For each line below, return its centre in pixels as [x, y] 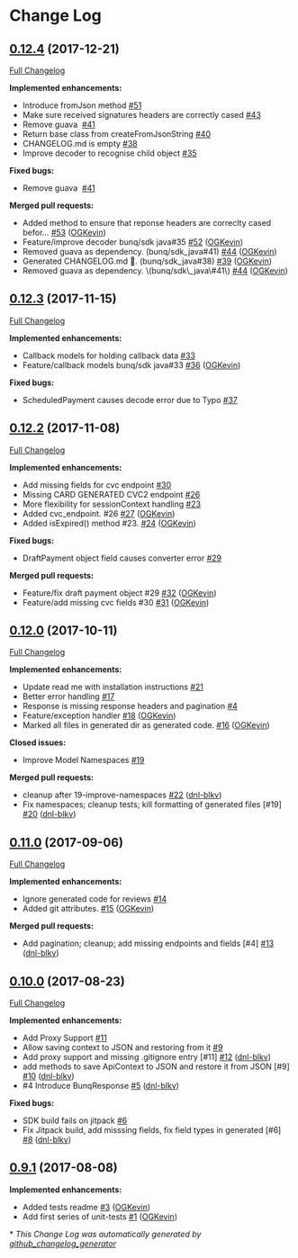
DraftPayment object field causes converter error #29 [122, 558]
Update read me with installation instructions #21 [113, 687]
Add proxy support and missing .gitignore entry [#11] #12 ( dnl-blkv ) [147, 1057]
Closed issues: [38, 742]
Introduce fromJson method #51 [82, 105]
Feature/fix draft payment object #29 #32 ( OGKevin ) [119, 593]
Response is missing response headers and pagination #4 [130, 706]
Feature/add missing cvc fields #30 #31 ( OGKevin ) [116, 602]
